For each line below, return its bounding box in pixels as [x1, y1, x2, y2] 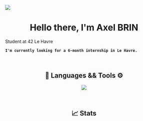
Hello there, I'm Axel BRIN [29, 22, 138, 33]
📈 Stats [71, 109, 96, 117]
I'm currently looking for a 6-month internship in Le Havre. [5, 48, 137, 53]
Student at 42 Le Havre [5, 38, 53, 44]
